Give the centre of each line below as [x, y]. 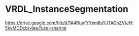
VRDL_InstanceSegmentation [67, 9]
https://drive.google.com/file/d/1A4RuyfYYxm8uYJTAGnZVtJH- [69, 23]
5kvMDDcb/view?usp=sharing [36, 28]
